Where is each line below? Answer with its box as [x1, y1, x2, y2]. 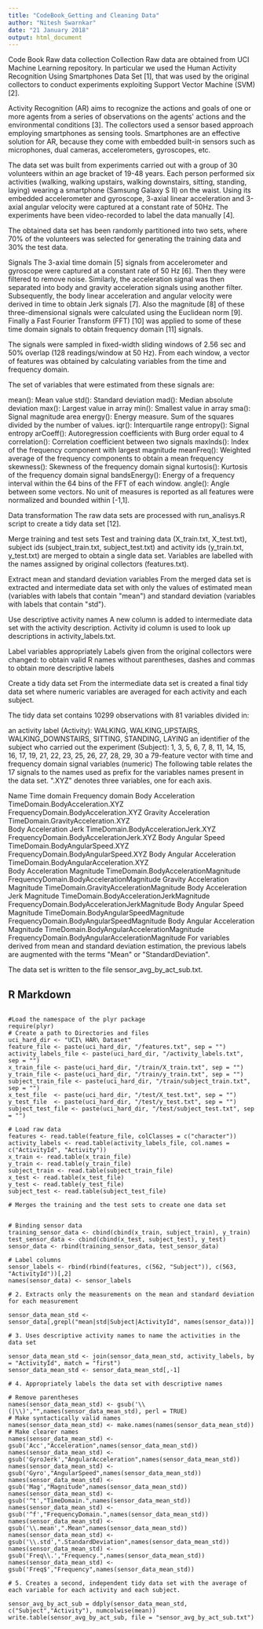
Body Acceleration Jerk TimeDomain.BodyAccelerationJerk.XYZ [8, 824, 216, 834]
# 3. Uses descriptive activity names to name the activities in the [8, 1332, 241, 1340]
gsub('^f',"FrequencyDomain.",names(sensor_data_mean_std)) [8, 1510, 210, 1519]
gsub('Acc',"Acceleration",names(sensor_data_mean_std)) [8, 1442, 199, 1450]
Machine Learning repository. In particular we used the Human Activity [8, 64, 237, 73]
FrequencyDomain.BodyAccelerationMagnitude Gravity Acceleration [8, 875, 229, 884]
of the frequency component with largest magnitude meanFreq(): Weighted [8, 446, 251, 455]
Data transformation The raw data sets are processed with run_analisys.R [8, 511, 246, 520]
